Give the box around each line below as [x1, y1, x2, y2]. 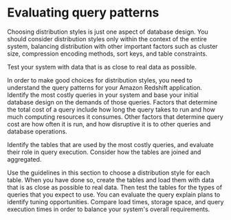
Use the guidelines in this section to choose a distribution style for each [7, 168, 210, 177]
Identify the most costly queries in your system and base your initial [7, 91, 199, 99]
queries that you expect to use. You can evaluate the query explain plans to [7, 190, 221, 199]
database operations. [7, 127, 67, 135]
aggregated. [7, 155, 42, 163]
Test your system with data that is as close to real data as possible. [7, 63, 197, 71]
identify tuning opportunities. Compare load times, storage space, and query [7, 197, 224, 206]
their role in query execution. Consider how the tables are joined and [7, 148, 201, 156]
